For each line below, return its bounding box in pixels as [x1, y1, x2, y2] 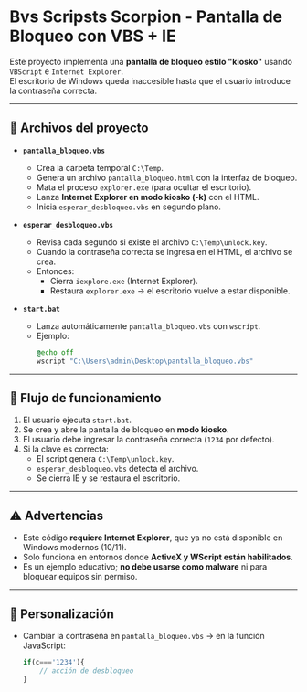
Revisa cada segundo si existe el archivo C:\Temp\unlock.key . [36, 236, 268, 248]
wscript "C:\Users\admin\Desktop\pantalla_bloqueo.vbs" [36, 357, 254, 366]
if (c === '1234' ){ [22, 657, 85, 666]
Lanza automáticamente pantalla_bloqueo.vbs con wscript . [36, 320, 261, 331]
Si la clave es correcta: [22, 443, 110, 454]
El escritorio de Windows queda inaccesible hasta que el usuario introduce [9, 75, 291, 86]
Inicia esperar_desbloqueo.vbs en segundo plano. [36, 201, 222, 212]
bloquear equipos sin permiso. [22, 571, 138, 582]
